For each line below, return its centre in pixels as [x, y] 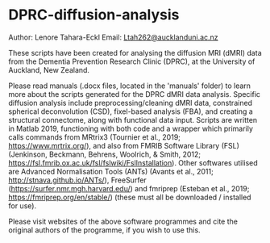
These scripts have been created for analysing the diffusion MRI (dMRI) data [135, 52]
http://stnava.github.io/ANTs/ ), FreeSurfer [77, 180]
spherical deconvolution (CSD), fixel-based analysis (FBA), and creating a [131, 111]
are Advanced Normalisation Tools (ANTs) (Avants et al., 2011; [111, 171]
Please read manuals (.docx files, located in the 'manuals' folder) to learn [130, 86]
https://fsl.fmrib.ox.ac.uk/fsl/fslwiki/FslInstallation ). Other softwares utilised [133, 162]
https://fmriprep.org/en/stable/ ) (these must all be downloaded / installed [130, 197]
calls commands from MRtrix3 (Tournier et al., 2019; [95, 137]
